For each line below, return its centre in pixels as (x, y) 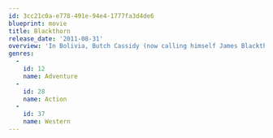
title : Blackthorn (39, 31)
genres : (22, 54)
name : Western (47, 122)
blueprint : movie (38, 24)
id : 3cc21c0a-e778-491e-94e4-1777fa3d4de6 (81, 16)
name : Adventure (51, 76)
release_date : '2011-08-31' (56, 39)
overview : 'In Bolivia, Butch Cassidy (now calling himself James (123, 46)
